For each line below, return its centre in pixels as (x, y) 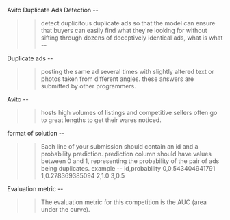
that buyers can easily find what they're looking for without (124, 30)
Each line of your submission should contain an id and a (119, 146)
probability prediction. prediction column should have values (126, 154)
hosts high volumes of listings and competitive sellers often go (129, 113)
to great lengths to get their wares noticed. (101, 120)
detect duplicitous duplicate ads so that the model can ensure (128, 23)
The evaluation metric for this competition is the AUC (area (124, 202)
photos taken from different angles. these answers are (117, 79)
